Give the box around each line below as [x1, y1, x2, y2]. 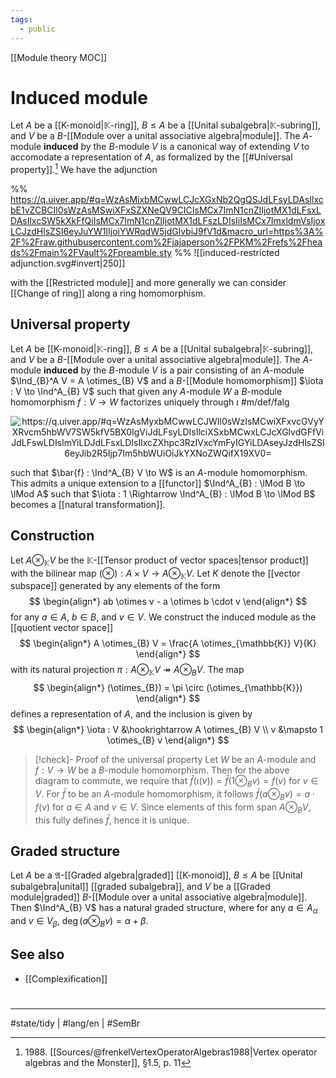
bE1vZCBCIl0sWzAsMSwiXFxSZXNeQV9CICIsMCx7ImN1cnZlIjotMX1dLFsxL [10, 204, 322, 216]
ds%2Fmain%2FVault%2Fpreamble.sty [10, 247, 173, 259]
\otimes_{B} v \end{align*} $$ [106, 734, 230, 746]
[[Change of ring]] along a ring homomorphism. [10, 287, 207, 300]
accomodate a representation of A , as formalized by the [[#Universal [10, 151, 293, 163]
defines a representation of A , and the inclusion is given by [10, 708, 253, 720]
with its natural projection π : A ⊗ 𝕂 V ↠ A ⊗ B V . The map [10, 664, 245, 678]
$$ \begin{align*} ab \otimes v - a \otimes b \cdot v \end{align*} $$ [28, 596, 308, 608]
